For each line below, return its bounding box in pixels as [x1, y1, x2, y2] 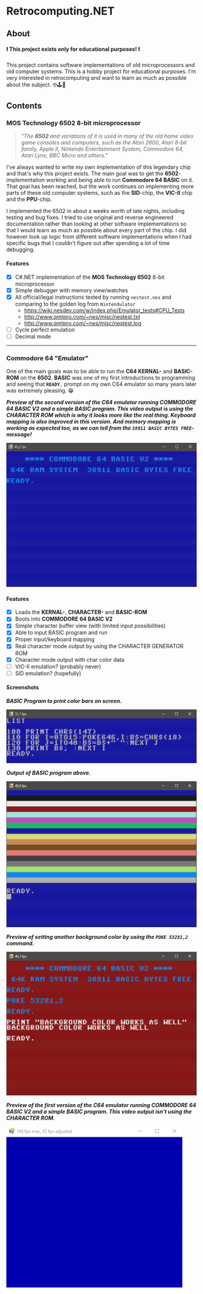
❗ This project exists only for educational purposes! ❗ [6, 45, 140, 53]
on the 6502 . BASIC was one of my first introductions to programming [20, 374, 195, 382]
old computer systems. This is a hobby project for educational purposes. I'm [6, 68, 196, 75]
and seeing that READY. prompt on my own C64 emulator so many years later [6, 381, 197, 388]
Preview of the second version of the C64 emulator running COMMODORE [6, 399, 196, 406]
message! [6, 431, 32, 438]
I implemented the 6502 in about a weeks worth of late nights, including [6, 207, 185, 215]
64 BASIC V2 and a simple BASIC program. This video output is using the [6, 405, 193, 413]
